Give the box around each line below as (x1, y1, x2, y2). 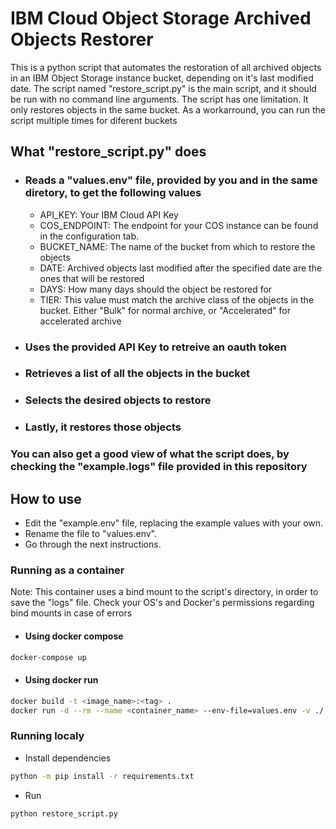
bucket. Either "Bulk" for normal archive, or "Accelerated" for (39, 304, 291, 316)
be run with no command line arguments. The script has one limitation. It (10, 93, 309, 105)
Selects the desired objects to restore (24, 393, 212, 407)
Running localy (10, 729, 85, 743)
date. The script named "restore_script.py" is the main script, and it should (10, 82, 317, 94)
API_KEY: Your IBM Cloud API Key (39, 208, 179, 221)
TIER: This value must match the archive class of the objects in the (39, 293, 315, 306)
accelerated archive (39, 315, 122, 327)
